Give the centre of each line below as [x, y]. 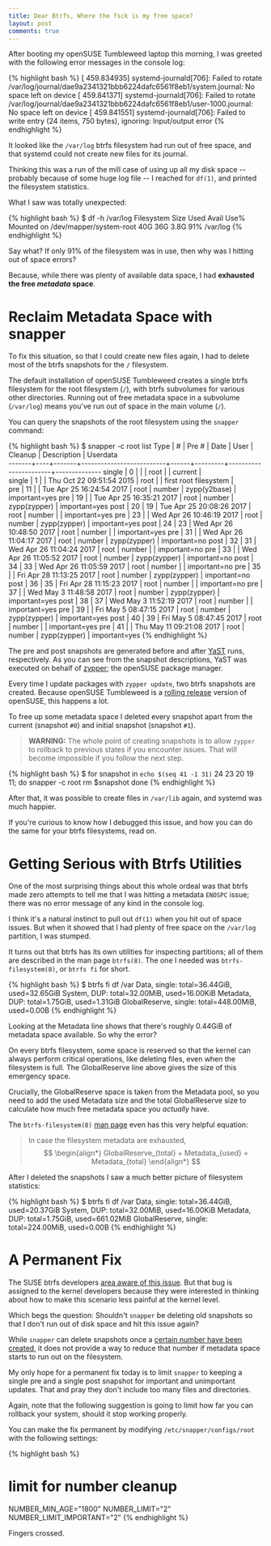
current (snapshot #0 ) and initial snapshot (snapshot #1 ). [102, 726]
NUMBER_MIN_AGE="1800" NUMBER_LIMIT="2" [90, 1509]
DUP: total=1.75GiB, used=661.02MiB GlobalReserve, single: [108, 1219]
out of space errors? [42, 260]
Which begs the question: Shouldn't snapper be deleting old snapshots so [131, 1315]
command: [26, 430]
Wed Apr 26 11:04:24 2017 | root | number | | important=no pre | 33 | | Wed [133, 549]
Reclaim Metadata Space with [110, 317]
